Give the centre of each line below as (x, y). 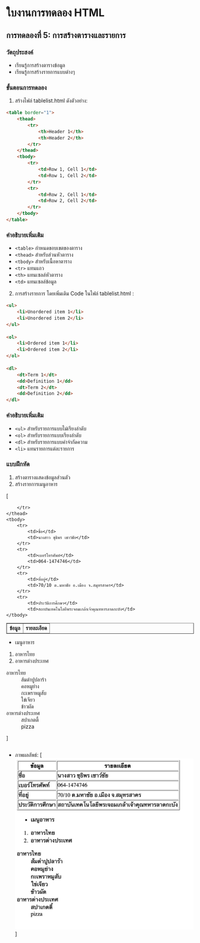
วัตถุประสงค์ (20, 52)
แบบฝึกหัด (18, 464)
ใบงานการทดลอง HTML (56, 13)
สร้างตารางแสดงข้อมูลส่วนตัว (42, 477)
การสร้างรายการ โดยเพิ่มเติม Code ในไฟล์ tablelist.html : (74, 294)
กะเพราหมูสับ (34, 693)
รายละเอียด (37, 628)
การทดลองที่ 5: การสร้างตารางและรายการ (66, 35)
